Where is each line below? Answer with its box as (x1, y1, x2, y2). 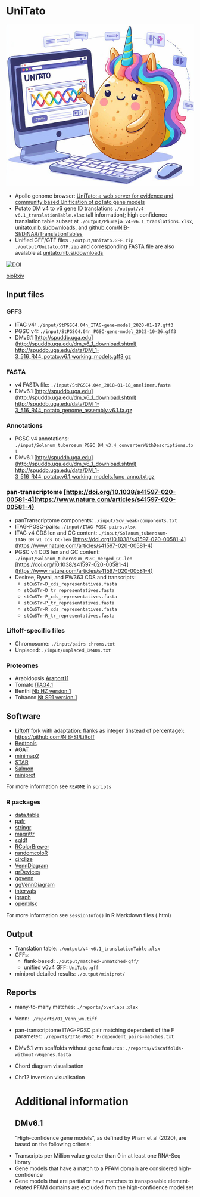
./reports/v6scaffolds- (124, 1045, 185, 1051)
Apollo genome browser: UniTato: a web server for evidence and (14, 192, 174, 199)
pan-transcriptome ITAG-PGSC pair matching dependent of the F (14, 1026, 174, 1034)
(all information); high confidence (85, 211, 168, 218)
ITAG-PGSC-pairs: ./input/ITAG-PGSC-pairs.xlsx (14, 523, 136, 530)
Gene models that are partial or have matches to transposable (14, 1177, 167, 1184)
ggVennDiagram (14, 881, 55, 889)
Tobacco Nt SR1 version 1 (14, 694, 77, 701)
